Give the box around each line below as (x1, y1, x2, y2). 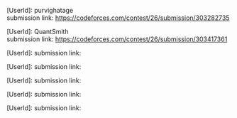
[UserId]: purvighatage (6, 6, 74, 14)
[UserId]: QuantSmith (6, 28, 69, 36)
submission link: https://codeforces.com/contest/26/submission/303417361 (6, 35, 228, 43)
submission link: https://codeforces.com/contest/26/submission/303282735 (6, 14, 230, 22)
